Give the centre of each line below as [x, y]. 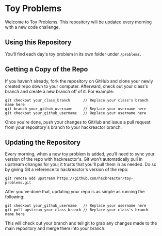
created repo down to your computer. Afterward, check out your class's [77, 86]
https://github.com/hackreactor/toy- [95, 178]
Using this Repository [38, 42]
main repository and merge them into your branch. [55, 228]
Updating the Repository [43, 142]
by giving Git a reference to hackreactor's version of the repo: [67, 169]
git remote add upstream [30, 178]
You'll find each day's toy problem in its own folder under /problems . [73, 54]
